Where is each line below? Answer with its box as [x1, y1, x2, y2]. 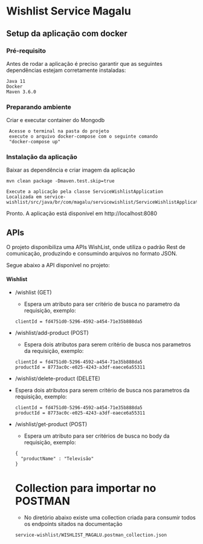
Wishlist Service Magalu [6, 4, 131, 18]
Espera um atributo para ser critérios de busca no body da [24, 432, 170, 439]
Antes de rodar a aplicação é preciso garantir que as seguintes [6, 60, 163, 67]
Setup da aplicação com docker [6, 28, 128, 39]
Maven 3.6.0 [6, 89, 36, 95]
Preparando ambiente [6, 103, 71, 111]
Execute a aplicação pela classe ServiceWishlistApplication [6, 189, 164, 195]
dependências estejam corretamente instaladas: [6, 66, 126, 74]
